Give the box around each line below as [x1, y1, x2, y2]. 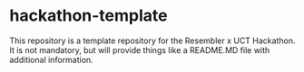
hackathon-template [9, 5, 168, 26]
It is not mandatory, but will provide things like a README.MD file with [9, 44, 270, 55]
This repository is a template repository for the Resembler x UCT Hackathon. [9, 35, 296, 46]
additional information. [9, 54, 93, 65]
